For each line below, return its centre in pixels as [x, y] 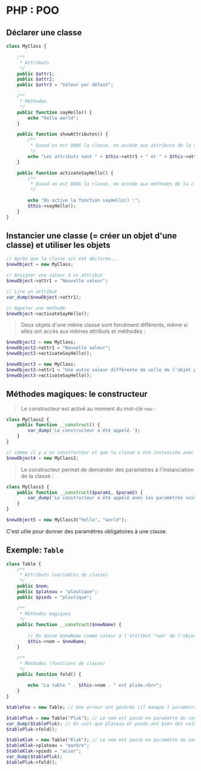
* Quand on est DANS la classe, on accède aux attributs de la [111, 145]
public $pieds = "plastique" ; [55, 597]
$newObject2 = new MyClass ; [41, 342]
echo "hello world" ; [53, 118]
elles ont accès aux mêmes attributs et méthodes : [83, 331]
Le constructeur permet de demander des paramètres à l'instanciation [107, 469]
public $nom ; [33, 586]
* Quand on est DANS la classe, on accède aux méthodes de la [109, 184]
